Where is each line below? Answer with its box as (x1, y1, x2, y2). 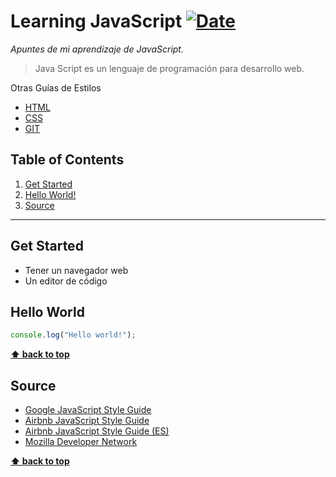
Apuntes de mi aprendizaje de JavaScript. (10, 43, 184, 55)
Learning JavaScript (10, 10, 183, 33)
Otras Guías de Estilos (10, 81, 102, 94)
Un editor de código (24, 275, 108, 287)
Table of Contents (10, 151, 125, 169)
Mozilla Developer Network (24, 436, 138, 448)
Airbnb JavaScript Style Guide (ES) (24, 425, 170, 437)
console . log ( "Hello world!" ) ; (10, 330, 137, 340)
